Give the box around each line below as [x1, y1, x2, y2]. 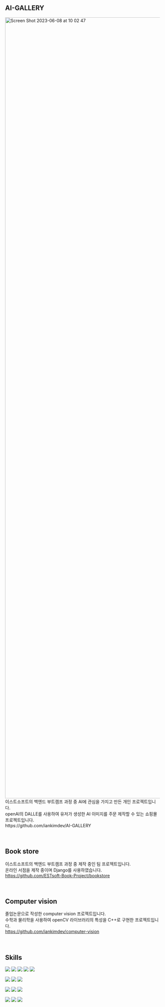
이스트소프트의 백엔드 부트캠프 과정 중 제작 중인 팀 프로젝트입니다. [5, 861, 131, 867]
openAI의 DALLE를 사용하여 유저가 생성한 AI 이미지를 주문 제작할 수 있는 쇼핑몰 [5, 811, 157, 817]
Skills [5, 953, 22, 962]
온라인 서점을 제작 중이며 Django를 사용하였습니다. [5, 867, 102, 873]
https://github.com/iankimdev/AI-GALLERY [5, 822, 92, 828]
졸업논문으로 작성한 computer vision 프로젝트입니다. [5, 911, 106, 917]
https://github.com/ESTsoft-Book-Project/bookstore [5, 872, 110, 878]
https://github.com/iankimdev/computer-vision [5, 928, 100, 935]
